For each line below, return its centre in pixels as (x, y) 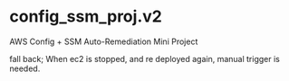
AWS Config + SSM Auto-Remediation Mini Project (104, 41)
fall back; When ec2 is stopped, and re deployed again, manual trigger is (145, 58)
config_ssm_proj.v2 (86, 17)
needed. (25, 68)
